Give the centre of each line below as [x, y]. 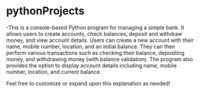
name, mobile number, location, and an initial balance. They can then [91, 46]
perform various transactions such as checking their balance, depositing [96, 52]
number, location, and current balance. [54, 72]
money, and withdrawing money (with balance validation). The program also [100, 59]
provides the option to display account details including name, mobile [92, 65]
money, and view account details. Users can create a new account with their [100, 40]
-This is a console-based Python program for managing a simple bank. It [95, 27]
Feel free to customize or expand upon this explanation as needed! [88, 83]
